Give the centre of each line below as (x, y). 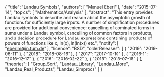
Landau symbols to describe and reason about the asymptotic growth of (78, 17)
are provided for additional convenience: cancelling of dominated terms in (80, 28)
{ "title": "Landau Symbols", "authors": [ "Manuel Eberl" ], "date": (70, 7)
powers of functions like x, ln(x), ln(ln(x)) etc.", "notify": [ (62, 43)
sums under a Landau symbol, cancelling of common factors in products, (79, 33)
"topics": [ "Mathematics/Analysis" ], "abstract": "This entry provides (83, 12)
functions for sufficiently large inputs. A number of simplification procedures (82, 22)
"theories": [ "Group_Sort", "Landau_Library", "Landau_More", (67, 64)
